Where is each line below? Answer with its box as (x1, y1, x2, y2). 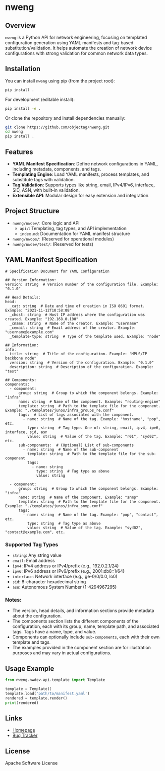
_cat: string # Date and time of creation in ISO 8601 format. (9, 304, 145, 308)
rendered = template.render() (5, 695, 68, 700)
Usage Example (5, 664, 55, 673)
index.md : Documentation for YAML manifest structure (19, 231, 130, 236)
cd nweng (5, 129, 23, 134)
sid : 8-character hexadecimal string (12, 578, 86, 585)
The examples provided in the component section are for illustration (12, 645, 151, 651)
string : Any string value (12, 552, 62, 558)
